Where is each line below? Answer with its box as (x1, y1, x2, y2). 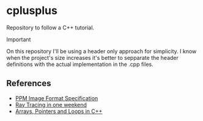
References (6, 78, 51, 89)
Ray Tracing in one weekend (15, 101, 87, 108)
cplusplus (6, 4, 58, 18)
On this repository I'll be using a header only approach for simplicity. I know (6, 47, 197, 55)
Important (6, 35, 31, 43)
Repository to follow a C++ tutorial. (6, 24, 95, 31)
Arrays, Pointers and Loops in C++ (15, 108, 103, 115)
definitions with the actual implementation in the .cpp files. (6, 61, 154, 68)
